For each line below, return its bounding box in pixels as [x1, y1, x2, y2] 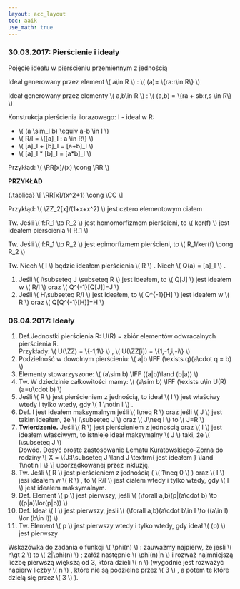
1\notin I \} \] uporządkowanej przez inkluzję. [18, 460, 150, 469]
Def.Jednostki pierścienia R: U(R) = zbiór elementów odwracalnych [18, 331, 216, 340]
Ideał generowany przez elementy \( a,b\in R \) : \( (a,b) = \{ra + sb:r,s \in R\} [8, 91, 232, 100]
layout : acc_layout [8, 10, 66, 18]
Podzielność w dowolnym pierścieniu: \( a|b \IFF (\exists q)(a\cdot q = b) [18, 354, 232, 363]
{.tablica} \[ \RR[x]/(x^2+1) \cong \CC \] [8, 191, 124, 199]
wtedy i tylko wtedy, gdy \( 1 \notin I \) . [18, 400, 134, 408]
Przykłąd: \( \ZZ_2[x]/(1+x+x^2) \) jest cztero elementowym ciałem [8, 204, 203, 213]
